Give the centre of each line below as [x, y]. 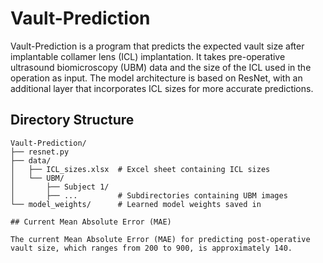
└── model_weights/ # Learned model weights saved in [136, 204]
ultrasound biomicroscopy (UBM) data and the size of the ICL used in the [161, 67]
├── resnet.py [40, 152]
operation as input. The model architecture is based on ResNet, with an [156, 78]
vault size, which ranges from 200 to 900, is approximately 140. [151, 248]
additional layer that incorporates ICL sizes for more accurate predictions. [162, 88]
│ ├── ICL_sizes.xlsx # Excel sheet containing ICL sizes [140, 169]
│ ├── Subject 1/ [60, 187]
